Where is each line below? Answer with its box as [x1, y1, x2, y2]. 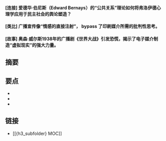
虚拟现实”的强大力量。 [12, 42, 59, 48]
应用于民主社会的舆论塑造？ [14, 11, 71, 17]
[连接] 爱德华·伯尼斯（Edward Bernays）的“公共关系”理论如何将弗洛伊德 [5, 5, 157, 11]
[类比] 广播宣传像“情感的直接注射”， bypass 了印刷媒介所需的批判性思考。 [5, 23, 160, 30]
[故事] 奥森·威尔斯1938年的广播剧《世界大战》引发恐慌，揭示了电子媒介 [5, 36, 154, 42]
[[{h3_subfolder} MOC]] [12, 130, 62, 136]
